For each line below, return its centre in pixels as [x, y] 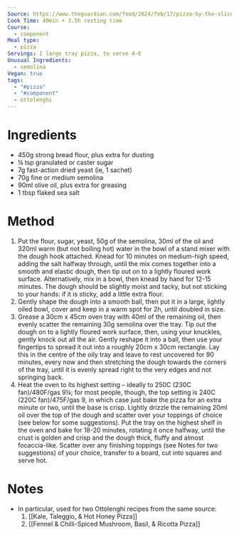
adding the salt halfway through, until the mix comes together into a [117, 263]
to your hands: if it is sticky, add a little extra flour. [91, 294]
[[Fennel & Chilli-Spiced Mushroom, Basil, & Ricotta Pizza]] [114, 524]
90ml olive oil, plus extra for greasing [72, 185]
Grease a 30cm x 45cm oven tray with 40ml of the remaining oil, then [119, 317]
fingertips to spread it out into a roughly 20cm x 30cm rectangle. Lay [118, 346]
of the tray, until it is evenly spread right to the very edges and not [114, 369]
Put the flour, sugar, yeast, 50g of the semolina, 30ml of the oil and [115, 241]
